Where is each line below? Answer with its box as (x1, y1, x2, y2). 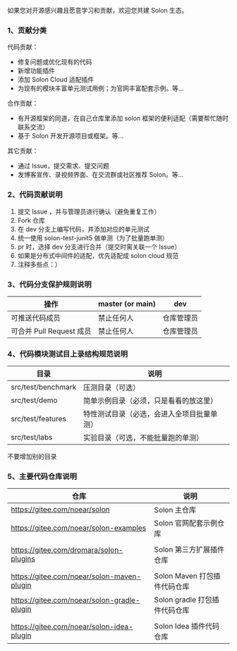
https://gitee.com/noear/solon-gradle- (11, 595, 140, 605)
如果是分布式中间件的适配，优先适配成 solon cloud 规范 (17, 251, 179, 259)
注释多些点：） (17, 260, 61, 268)
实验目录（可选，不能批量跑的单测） (83, 433, 204, 442)
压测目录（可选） (83, 383, 140, 392)
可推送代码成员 (11, 313, 61, 323)
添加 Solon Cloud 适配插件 (17, 75, 94, 84)
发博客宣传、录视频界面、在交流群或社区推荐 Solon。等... (17, 170, 184, 179)
